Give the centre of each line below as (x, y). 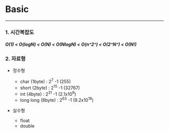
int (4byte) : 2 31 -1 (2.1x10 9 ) (48, 93)
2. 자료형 (16, 58)
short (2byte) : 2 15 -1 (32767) (50, 87)
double (27, 126)
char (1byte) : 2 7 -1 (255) (46, 81)
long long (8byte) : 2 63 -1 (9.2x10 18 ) (57, 99)
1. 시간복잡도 (20, 32)
